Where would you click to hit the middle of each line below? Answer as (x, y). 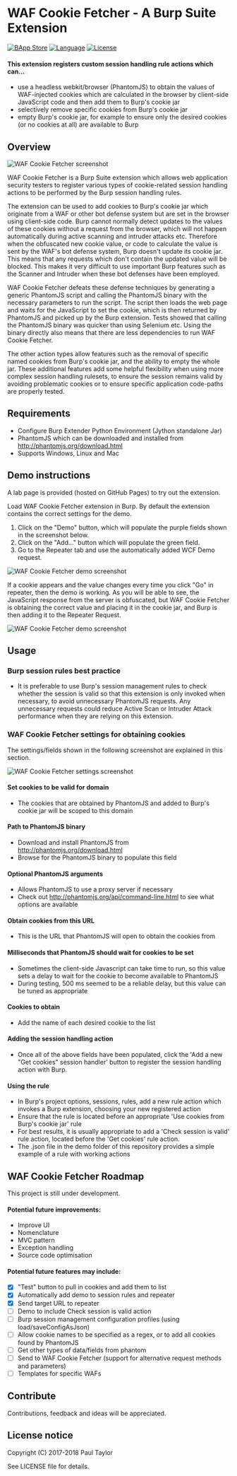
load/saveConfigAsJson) (54, 1327)
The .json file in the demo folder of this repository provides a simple (116, 1147)
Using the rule (28, 1086)
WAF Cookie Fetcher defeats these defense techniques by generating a (111, 287)
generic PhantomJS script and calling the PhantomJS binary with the (107, 295)
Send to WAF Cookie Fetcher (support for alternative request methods (120, 1358)
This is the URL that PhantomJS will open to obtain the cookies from (116, 936)
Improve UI (34, 1225)
